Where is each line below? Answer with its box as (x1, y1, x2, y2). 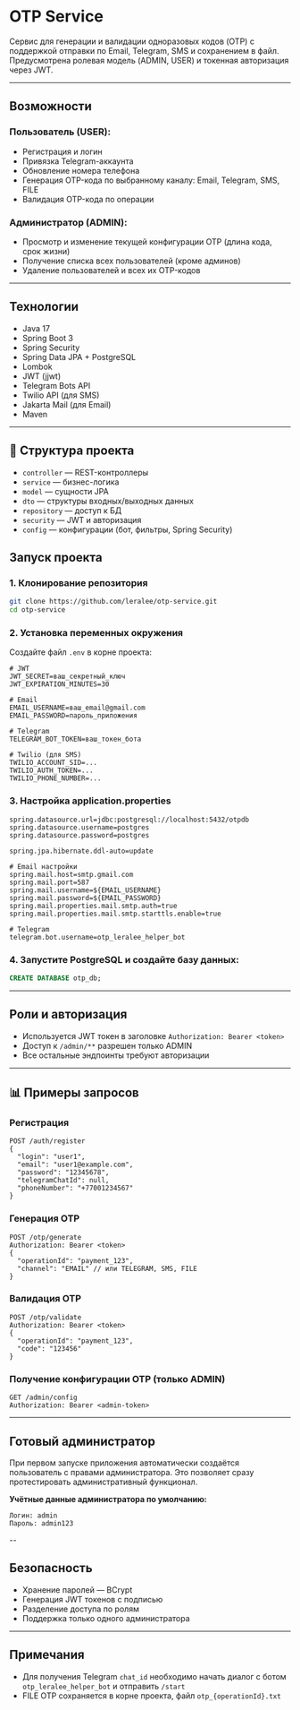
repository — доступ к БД (21, 504, 122, 516)
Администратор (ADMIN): (9, 216, 128, 228)
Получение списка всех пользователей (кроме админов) (21, 255, 241, 266)
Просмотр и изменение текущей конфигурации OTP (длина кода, (21, 236, 272, 247)
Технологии (9, 299, 79, 314)
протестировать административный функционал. (9, 1476, 198, 1487)
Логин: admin (9, 1511, 58, 1520)
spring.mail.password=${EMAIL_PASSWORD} (9, 893, 162, 902)
